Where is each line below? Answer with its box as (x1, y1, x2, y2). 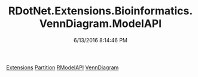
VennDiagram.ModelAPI (39, 17, 162, 30)
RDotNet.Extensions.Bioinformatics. (8, 4, 193, 18)
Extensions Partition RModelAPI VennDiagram (6, 64, 119, 71)
